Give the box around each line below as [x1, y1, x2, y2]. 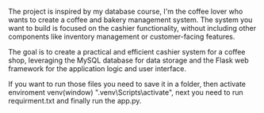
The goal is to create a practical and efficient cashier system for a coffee [8, 47, 246, 56]
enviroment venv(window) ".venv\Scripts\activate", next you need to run [8, 88, 243, 97]
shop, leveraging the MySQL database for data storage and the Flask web [8, 55, 249, 65]
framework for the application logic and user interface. [8, 64, 187, 73]
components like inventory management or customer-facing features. [8, 32, 235, 41]
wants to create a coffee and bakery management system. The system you [8, 15, 253, 24]
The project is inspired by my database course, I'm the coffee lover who [8, 7, 243, 16]
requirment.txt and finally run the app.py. [8, 96, 142, 105]
